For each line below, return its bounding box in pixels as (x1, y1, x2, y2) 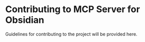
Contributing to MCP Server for (5, 4, 140, 15)
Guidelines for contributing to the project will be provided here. (5, 31, 138, 37)
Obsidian (5, 14, 44, 26)
